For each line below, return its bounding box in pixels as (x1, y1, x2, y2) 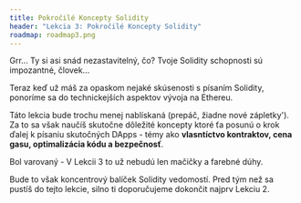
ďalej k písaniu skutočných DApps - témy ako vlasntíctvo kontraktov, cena (9, 129, 293, 140)
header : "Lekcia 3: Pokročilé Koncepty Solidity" (9, 22, 202, 31)
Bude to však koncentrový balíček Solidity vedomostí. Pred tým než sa (9, 174, 274, 185)
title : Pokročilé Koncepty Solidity (9, 13, 149, 23)
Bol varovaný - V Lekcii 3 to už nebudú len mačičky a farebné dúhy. (9, 157, 264, 167)
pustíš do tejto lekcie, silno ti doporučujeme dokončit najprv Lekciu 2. (9, 184, 270, 195)
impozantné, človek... (9, 65, 90, 76)
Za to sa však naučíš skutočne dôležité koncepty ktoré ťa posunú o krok (9, 119, 280, 130)
